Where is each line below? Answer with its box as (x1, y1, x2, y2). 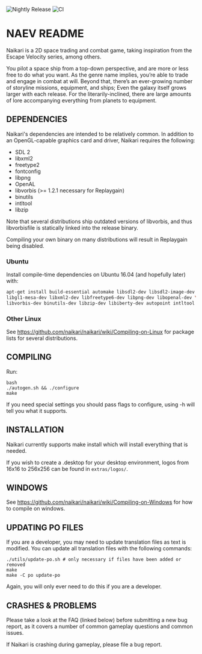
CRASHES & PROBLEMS (6, 600, 97, 611)
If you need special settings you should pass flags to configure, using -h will (6, 401, 195, 408)
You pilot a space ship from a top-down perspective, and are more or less (6, 64, 189, 72)
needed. (6, 447, 27, 454)
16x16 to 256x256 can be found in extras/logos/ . (6, 465, 128, 473)
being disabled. (6, 242, 44, 250)
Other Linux (6, 314, 41, 322)
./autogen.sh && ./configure (6, 385, 79, 391)
